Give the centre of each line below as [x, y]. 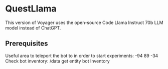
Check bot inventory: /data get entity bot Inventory [58, 61]
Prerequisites [27, 44]
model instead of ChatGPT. [33, 27]
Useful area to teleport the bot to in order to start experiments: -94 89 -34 [82, 55]
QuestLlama [31, 9]
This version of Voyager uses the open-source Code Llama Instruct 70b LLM [84, 22]
